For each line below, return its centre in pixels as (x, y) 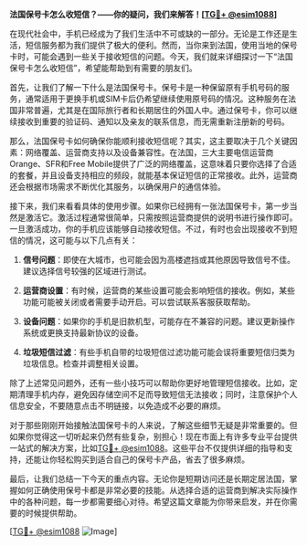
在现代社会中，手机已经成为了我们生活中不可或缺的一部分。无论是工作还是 (149, 34)
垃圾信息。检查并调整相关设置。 (83, 363)
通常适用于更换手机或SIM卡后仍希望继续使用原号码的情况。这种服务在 (157, 99)
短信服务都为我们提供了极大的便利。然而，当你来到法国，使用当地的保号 (161, 45)
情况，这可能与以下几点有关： (81, 240)
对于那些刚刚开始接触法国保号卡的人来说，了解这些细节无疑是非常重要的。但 (153, 425)
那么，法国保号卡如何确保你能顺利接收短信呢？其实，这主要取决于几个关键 (149, 141)
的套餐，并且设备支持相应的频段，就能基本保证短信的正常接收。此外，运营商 (153, 175)
